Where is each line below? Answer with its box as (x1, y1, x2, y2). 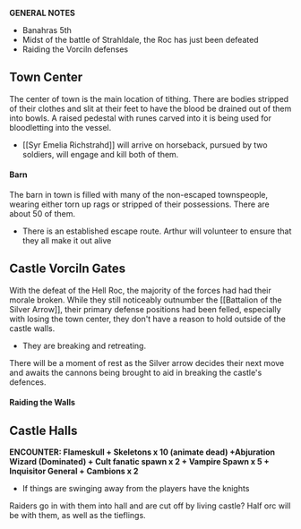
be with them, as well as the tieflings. (9, 510, 146, 521)
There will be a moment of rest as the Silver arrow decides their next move (9, 357, 285, 368)
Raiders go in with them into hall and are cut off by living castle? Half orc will (9, 500, 291, 511)
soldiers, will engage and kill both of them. (21, 149, 179, 159)
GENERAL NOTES (9, 8, 76, 18)
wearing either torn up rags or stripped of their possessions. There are (9, 199, 271, 209)
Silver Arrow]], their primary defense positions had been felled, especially (9, 303, 281, 314)
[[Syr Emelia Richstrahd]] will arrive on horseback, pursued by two (21, 139, 268, 150)
